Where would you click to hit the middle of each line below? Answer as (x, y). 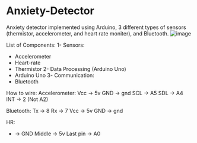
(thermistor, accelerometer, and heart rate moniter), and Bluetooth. (88, 33)
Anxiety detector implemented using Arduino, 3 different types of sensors (96, 27)
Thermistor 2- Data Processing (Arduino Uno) (70, 69)
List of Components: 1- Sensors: (45, 45)
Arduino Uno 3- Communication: (55, 75)
